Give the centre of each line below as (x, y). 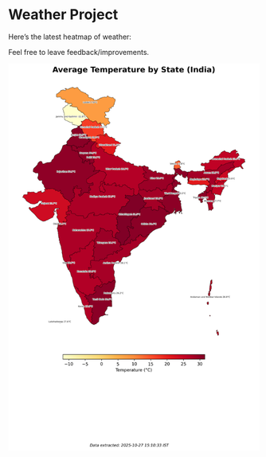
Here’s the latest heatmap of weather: (70, 37)
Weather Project (63, 15)
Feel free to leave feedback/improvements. (79, 52)
